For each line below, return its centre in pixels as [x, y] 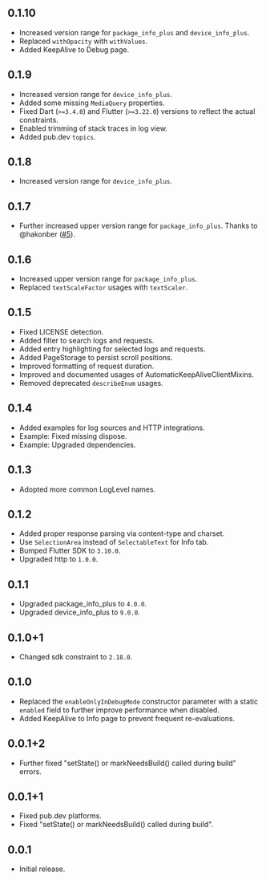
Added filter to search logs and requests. [87, 340]
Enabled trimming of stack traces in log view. [93, 128]
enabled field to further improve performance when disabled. [119, 710]
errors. [30, 771]
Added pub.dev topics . [57, 136]
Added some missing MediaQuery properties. [92, 103]
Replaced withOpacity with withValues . [83, 41]
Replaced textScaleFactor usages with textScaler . [103, 287]
